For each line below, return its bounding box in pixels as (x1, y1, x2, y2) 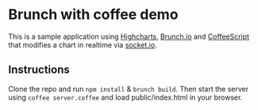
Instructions (8, 63, 70, 77)
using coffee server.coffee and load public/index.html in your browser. (8, 93, 243, 102)
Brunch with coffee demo (8, 6, 179, 24)
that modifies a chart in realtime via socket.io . (8, 40, 157, 49)
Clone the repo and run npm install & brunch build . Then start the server (8, 84, 249, 93)
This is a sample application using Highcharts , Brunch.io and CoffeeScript (8, 32, 250, 41)
